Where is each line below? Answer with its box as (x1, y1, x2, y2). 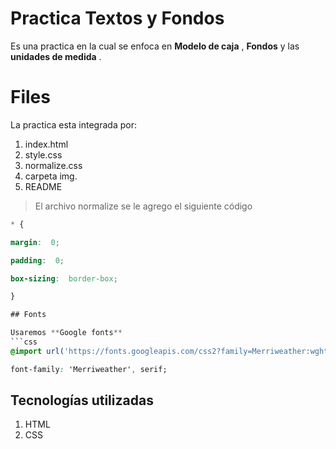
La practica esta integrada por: (10, 118, 137, 131)
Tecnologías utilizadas (10, 392, 154, 409)
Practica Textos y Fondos (10, 7, 225, 30)
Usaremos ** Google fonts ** (10, 328, 123, 338)
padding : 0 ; (10, 255, 65, 266)
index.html (24, 138, 69, 150)
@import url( (10, 346, 65, 356)
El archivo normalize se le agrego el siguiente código (34, 200, 253, 212)
